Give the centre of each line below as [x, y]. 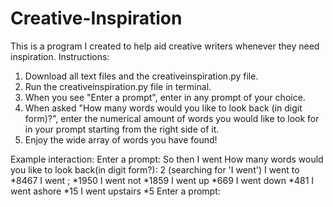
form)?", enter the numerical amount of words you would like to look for [172, 118]
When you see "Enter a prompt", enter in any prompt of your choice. [165, 97]
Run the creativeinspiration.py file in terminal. [118, 86]
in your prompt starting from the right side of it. [122, 129]
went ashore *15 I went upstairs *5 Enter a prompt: [115, 191]
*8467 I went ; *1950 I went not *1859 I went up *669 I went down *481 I [162, 180]
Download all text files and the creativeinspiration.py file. [141, 76]
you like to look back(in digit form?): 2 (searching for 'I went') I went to [155, 169]
